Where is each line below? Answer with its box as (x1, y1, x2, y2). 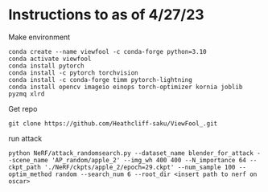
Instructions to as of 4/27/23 (8, 6, 204, 24)
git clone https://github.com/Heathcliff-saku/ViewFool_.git (8, 119, 218, 128)
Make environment (8, 32, 71, 42)
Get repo (8, 104, 38, 113)
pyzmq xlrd (8, 90, 45, 98)
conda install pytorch (8, 62, 85, 70)
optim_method (8, 170, 52, 178)
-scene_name (8, 156, 48, 164)
